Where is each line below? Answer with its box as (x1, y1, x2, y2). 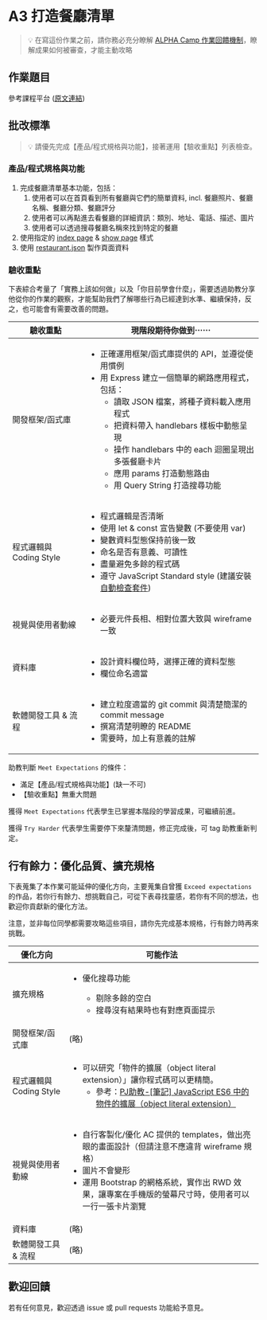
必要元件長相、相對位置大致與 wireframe (100, 613, 252, 625)
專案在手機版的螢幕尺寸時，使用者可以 (106, 1189, 250, 1200)
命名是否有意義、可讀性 (100, 546, 188, 558)
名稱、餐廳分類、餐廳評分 (31, 202, 116, 212)
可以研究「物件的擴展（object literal (82, 1062, 216, 1073)
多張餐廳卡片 (114, 456, 162, 467)
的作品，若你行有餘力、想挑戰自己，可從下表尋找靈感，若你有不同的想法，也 (8, 891, 259, 901)
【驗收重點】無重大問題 (19, 789, 97, 799)
